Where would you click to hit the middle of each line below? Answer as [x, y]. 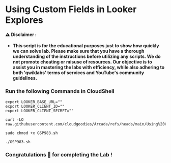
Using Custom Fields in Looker [71, 9]
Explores [24, 20]
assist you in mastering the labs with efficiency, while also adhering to [89, 68]
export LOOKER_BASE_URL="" [34, 102]
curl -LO [15, 120]
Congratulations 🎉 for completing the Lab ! [59, 154]
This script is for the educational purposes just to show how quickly [86, 46]
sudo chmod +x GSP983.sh [32, 133]
